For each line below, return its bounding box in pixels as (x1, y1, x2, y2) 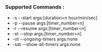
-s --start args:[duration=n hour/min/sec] (12, 15, 97, 21)
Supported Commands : (5, 3, 64, 10)
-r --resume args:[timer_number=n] (12, 25, 86, 31)
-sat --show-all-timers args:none (12, 41, 81, 47)
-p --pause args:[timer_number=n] (12, 20, 84, 26)
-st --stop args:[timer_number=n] (12, 31, 81, 37)
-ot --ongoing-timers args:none (12, 36, 78, 42)
